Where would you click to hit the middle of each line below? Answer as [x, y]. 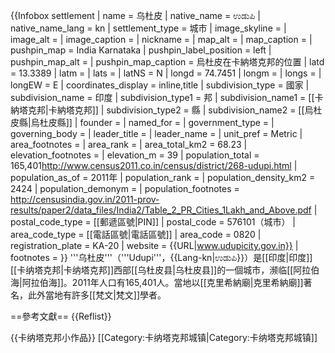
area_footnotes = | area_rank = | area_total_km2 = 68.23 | [129, 144]
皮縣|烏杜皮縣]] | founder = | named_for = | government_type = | [142, 122]
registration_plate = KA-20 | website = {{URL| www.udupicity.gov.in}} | [154, 245]
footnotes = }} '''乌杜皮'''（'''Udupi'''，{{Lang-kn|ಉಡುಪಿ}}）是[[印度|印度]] [161, 257]
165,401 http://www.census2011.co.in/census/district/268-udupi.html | [154, 165]
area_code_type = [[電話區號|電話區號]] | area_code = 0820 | [136, 234]
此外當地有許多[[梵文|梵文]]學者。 [97, 295]
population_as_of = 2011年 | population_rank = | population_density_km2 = [163, 177]
